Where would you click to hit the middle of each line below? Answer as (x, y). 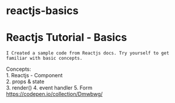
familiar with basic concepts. (44, 59)
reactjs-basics (42, 11)
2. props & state (25, 82)
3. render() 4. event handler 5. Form (49, 88)
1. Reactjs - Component (34, 75)
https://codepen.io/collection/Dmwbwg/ (54, 94)
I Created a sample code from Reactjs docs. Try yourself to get (87, 53)
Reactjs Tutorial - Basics (67, 38)
